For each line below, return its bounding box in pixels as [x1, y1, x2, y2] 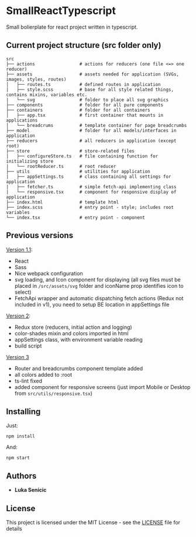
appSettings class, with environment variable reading [14, 336, 143, 343]
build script [14, 342, 42, 349]
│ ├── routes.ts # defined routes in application [6, 81, 161, 87]
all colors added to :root [14, 371, 73, 378]
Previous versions [6, 230, 74, 240]
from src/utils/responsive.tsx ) [14, 390, 92, 397]
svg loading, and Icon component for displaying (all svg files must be [14, 276, 181, 283]
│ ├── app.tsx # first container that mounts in [6, 112, 164, 118]
